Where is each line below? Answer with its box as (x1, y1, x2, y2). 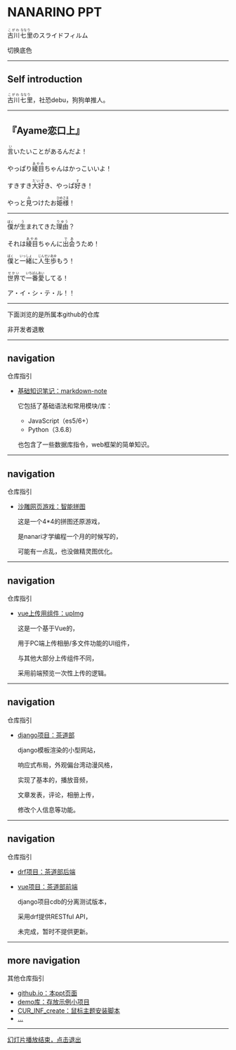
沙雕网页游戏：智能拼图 (17, 502, 86, 511)
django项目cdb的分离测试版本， (17, 897, 111, 906)
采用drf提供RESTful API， (17, 912, 92, 921)
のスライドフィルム (32, 31, 88, 39)
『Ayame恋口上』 (7, 124, 85, 137)
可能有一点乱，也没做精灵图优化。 (17, 547, 117, 556)
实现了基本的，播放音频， (17, 775, 92, 784)
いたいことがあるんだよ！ (13, 147, 88, 155)
